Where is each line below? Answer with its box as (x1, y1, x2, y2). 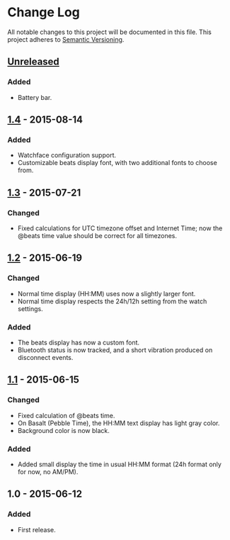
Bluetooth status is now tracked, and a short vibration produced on (17, 345, 213, 354)
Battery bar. (17, 93, 52, 101)
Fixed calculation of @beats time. (17, 411, 115, 420)
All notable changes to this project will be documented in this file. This (7, 28, 212, 36)
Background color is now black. (17, 426, 110, 434)
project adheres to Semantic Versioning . (7, 35, 125, 43)
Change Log (7, 4, 80, 21)
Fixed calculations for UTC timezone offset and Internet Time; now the (17, 224, 223, 232)
